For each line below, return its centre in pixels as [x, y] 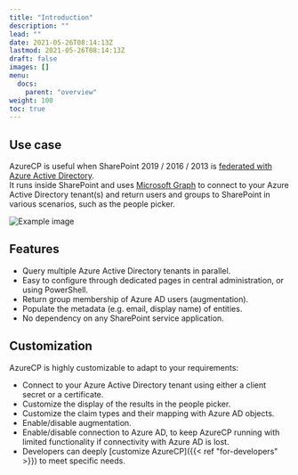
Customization [51, 346]
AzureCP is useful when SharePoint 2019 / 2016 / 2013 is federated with [141, 167]
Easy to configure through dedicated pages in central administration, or [153, 280]
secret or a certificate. [63, 394]
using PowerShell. [55, 290]
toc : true [28, 109]
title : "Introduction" [51, 17]
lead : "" [25, 34]
